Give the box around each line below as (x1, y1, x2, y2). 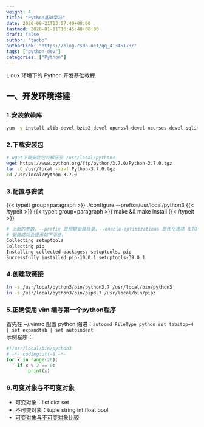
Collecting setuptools (6, 238, 64, 244)
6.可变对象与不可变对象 (6, 384, 75, 392)
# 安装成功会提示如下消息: (6, 232, 65, 238)
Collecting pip (6, 243, 45, 249)
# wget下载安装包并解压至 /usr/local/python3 (6, 154, 115, 161)
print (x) (28, 368, 50, 374)
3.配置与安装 (6, 187, 44, 195)
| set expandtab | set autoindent (6, 327, 94, 333)
